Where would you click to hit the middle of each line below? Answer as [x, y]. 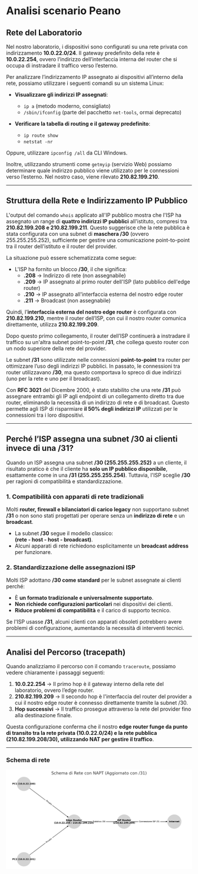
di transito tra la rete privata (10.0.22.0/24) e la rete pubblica [82, 733]
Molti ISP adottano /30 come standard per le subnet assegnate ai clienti [94, 580]
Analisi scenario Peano [63, 11]
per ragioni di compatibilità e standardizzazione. [65, 481]
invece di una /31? [40, 448]
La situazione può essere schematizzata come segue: [71, 258]
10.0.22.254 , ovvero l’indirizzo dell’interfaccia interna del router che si [92, 59]
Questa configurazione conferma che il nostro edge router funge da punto [97, 727]
